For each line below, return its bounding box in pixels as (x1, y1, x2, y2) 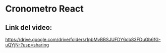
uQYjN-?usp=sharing (5, 42, 49, 48)
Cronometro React (5, 3, 84, 15)
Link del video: (5, 23, 52, 32)
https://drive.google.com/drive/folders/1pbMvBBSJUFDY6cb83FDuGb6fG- (5, 36, 161, 42)
